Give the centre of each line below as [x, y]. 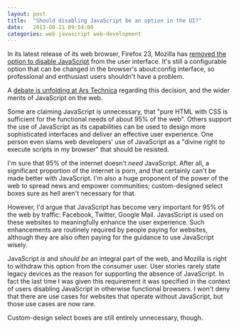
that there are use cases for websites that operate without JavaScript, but [115, 296]
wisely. [18, 245]
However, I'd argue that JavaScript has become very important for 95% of [116, 207]
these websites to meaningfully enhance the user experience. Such [106, 222]
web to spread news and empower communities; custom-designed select [115, 186]
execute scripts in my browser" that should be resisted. [88, 149]
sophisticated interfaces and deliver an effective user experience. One [110, 134]
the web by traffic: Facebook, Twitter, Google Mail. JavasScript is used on [116, 215]
